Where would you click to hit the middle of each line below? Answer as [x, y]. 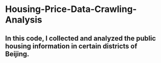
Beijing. [17, 54]
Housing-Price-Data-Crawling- [71, 9]
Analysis [24, 20]
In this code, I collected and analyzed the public [80, 38]
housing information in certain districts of [71, 46]
